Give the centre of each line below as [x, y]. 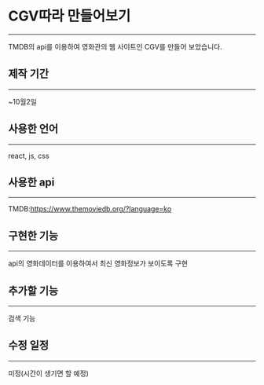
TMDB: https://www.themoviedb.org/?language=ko [90, 209]
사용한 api [31, 182]
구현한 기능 [33, 235]
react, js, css [29, 156]
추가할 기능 [33, 290]
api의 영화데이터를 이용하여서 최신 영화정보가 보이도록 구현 [98, 263]
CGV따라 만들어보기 [70, 16]
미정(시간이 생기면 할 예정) [48, 373]
